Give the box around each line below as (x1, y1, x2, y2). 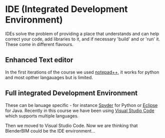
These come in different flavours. (5, 41, 74, 47)
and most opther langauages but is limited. (5, 74, 93, 80)
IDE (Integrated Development (5, 3, 128, 15)
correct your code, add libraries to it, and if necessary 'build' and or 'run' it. (5, 36, 160, 42)
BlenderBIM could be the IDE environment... (5, 127, 95, 133)
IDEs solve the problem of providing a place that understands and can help (5, 30, 159, 36)
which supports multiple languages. (5, 112, 79, 118)
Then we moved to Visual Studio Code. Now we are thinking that (5, 122, 138, 128)
